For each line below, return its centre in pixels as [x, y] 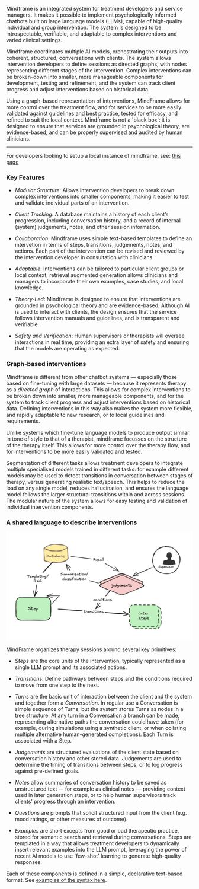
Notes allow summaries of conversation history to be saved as [91, 782]
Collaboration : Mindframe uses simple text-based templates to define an [103, 238]
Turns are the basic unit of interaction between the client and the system [103, 696]
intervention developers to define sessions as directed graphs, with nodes [97, 64]
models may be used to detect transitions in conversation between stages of [99, 475]
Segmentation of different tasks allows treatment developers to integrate [95, 463]
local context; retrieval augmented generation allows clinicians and [96, 275]
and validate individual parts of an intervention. [72, 203]
